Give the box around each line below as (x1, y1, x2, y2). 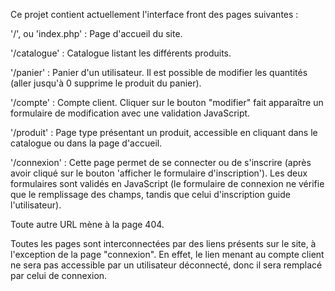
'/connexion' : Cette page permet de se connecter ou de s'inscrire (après (10, 157, 312, 168)
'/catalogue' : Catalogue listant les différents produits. (10, 47, 232, 59)
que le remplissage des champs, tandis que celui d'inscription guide (10, 189, 291, 200)
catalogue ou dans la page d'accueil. (10, 137, 163, 149)
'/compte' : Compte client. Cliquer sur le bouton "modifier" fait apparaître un (10, 97, 324, 108)
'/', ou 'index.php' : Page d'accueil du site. (10, 28, 183, 39)
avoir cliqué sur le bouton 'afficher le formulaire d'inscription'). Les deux (10, 167, 308, 179)
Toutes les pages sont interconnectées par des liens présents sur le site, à (10, 238, 317, 249)
